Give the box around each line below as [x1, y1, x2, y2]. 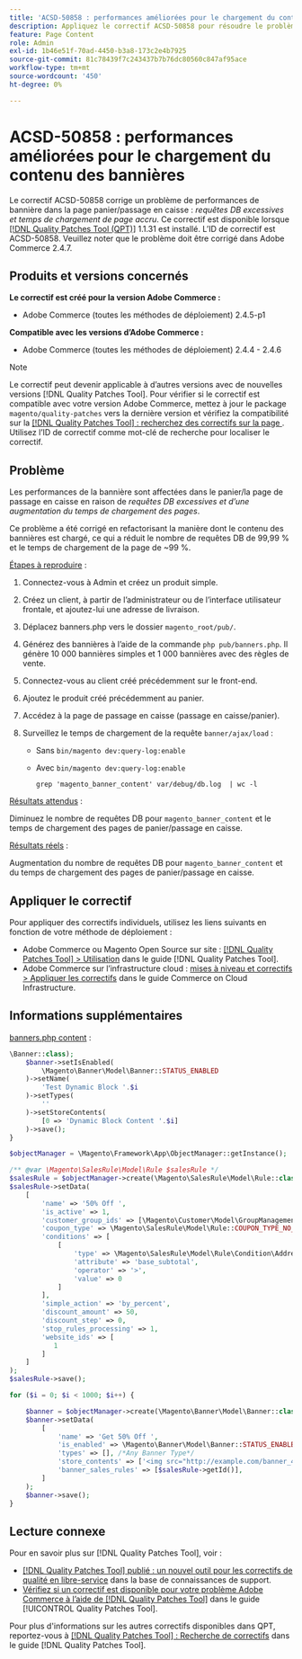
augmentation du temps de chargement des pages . [9, 505, 200, 517]
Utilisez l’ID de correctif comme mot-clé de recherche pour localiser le [9, 427, 270, 438]
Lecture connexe [9, 1523, 106, 1539]
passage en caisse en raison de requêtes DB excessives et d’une [9, 496, 250, 507]
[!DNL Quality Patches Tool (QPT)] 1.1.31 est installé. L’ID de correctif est [9, 223, 276, 234]
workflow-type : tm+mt [9, 64, 91, 73]
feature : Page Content [9, 30, 94, 39]
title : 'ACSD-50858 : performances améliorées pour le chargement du [9, 13, 276, 22]
